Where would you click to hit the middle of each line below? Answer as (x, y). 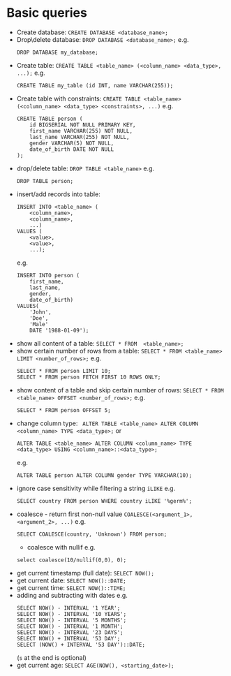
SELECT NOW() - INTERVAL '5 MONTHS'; (72, 620)
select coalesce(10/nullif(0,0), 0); (72, 560)
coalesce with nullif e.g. (61, 547)
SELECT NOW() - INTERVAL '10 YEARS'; (72, 614)
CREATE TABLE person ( (50, 119)
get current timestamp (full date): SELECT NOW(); (85, 573)
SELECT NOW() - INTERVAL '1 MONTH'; (70, 626)
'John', (40, 312)
